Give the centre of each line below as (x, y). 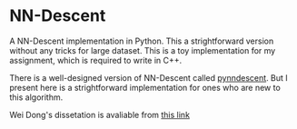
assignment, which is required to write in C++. (96, 60)
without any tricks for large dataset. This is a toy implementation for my (143, 50)
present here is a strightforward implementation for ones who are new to (145, 87)
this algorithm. (36, 97)
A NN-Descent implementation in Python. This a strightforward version (142, 41)
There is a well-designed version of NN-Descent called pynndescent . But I (148, 77)
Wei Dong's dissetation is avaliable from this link (100, 114)
